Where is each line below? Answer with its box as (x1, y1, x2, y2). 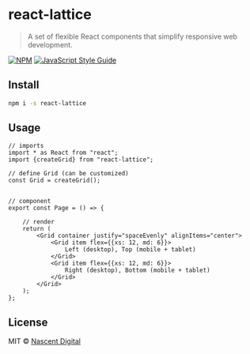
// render (22, 218, 55, 226)
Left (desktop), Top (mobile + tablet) (64, 246, 196, 254)
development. (27, 40, 73, 49)
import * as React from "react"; (8, 149, 119, 157)
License (8, 315, 48, 329)
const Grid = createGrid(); (8, 176, 101, 185)
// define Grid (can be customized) (8, 170, 129, 178)
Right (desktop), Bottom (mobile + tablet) (64, 266, 211, 274)
